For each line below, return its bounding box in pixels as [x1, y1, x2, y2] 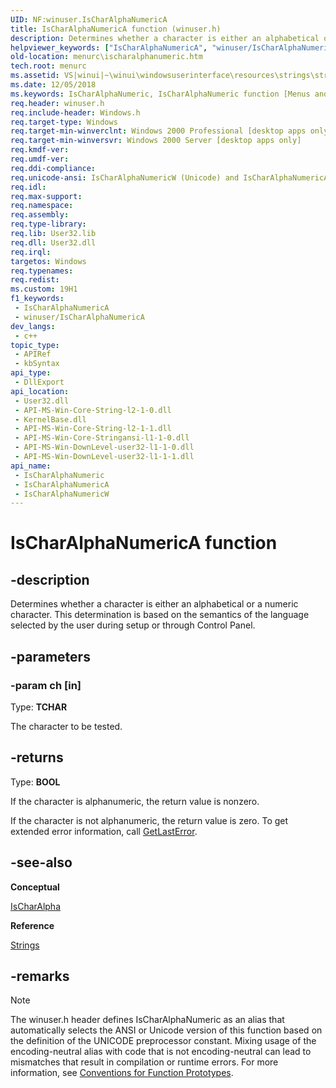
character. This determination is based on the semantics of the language [10, 609, 310, 621]
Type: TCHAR [10, 701, 68, 713]
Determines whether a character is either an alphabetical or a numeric [10, 598, 299, 610]
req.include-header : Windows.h [10, 107, 141, 118]
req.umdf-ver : [10, 154, 70, 164]
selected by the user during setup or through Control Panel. [10, 619, 256, 631]
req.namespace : [10, 201, 74, 211]
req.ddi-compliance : [10, 163, 97, 173]
